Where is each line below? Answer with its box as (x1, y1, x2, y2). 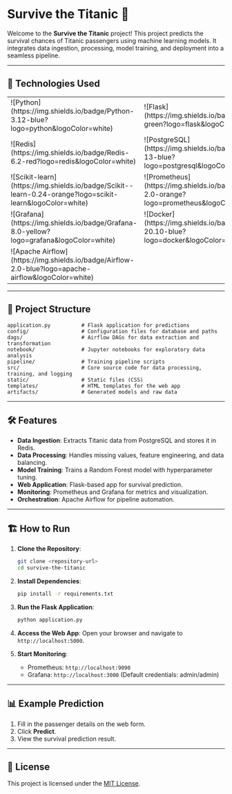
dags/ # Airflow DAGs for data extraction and (7, 334, 199, 341)
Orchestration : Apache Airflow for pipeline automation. (17, 495, 175, 504)
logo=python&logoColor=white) (10, 123, 114, 133)
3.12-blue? (10, 114, 48, 124)
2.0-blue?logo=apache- (10, 263, 91, 273)
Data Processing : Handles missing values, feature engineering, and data (17, 451, 224, 459)
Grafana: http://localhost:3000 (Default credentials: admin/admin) (27, 670, 220, 678)
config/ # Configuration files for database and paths (7, 328, 217, 335)
